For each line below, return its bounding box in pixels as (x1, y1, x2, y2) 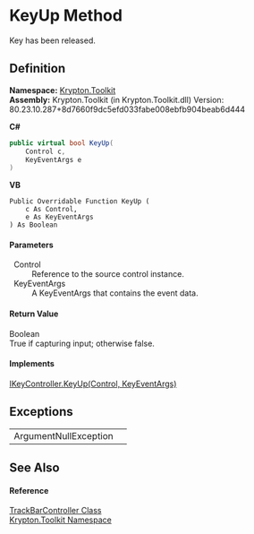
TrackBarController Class (9, 505, 102, 516)
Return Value (9, 308, 59, 319)
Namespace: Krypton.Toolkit (9, 84, 116, 95)
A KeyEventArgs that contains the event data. (31, 288, 199, 298)
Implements (9, 358, 55, 369)
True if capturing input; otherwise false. (9, 338, 155, 349)
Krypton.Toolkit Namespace (9, 514, 112, 525)
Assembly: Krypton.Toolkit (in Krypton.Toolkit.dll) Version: (9, 94, 224, 105)
